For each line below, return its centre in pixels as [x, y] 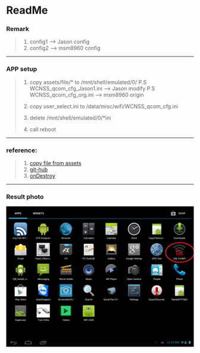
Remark [18, 29]
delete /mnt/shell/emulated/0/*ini [70, 118]
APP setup [22, 69]
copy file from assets [55, 163]
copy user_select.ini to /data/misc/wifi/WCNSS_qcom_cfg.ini [104, 106]
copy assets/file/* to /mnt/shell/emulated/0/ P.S [88, 82]
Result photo [25, 197]
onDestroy [42, 176]
